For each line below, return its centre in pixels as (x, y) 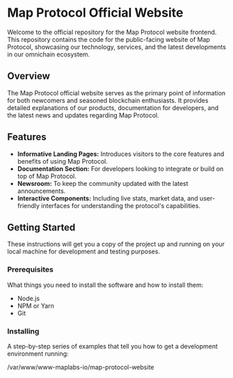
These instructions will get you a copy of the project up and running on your (116, 244)
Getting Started (41, 227)
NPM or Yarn (35, 306)
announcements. (41, 191)
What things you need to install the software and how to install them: (105, 285)
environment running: (38, 354)
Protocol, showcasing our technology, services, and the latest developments (116, 47)
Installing (23, 331)
